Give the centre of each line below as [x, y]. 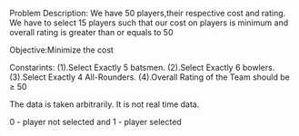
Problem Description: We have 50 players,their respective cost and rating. [148, 13]
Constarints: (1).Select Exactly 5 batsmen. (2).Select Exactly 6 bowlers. [142, 68]
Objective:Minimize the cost [61, 50]
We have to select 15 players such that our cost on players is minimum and [149, 23]
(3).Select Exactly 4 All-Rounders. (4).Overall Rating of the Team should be [150, 77]
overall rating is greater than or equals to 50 [91, 32]
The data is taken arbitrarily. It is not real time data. [105, 104]
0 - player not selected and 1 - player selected [95, 122]
